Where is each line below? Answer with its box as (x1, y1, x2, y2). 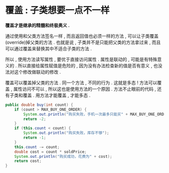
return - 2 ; (23, 117, 46, 122)
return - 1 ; (23, 135, 46, 140)
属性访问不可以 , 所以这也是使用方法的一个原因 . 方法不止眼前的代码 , (13, 86, 156, 92)
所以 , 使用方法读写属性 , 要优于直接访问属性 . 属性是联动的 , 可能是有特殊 (5, 56, 157, 62)
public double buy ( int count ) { (5, 102, 73, 107)
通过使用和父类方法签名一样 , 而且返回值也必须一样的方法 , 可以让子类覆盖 (5, 33, 159, 39)
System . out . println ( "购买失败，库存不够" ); (23, 131, 109, 136)
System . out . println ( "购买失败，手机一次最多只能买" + (23, 111, 128, 117)
